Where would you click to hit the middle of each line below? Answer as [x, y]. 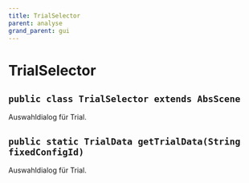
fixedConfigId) [46, 152]
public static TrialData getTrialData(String [124, 141]
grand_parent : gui [39, 31]
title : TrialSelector [45, 16]
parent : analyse [35, 23]
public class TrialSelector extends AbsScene [124, 99]
